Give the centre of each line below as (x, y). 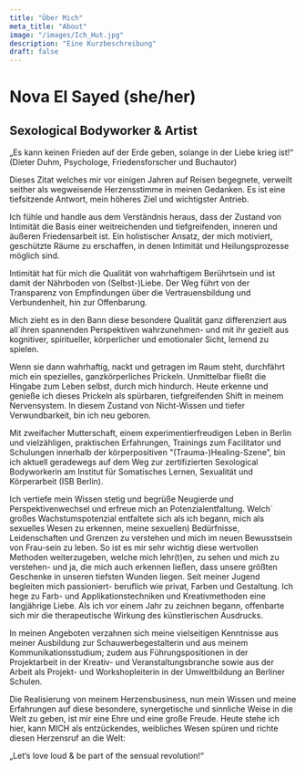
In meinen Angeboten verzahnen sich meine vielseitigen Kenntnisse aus (144, 633)
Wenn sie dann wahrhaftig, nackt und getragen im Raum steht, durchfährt (147, 367)
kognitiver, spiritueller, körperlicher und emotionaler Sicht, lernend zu (139, 339)
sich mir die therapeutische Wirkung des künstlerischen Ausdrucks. (137, 616)
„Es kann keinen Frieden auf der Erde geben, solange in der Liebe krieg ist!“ (152, 152)
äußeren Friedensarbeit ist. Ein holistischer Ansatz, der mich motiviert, (141, 236)
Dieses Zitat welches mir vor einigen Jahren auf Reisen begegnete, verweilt (151, 180)
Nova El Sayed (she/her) (103, 97)
